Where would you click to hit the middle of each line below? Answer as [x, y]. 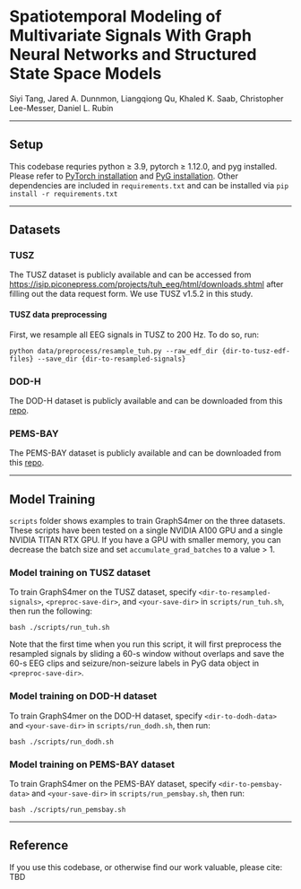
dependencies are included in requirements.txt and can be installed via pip [149, 185]
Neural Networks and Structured [133, 55]
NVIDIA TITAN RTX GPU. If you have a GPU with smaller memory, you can [145, 540]
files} [21, 359]
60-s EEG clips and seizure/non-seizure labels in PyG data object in [134, 663]
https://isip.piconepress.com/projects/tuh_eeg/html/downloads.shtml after [146, 284]
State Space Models [86, 74]
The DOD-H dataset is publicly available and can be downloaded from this [146, 400]
